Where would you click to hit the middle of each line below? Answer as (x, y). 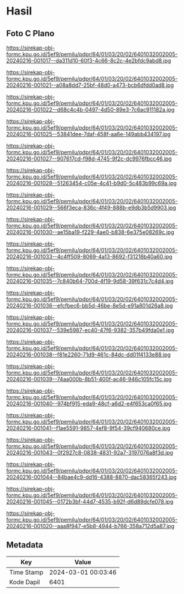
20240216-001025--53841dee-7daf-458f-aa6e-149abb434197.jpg (88, 134)
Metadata (25, 545)
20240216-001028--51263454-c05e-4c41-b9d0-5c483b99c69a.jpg (92, 183)
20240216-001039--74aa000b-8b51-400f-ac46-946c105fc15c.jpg (89, 379)
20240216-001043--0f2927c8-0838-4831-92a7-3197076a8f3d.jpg (90, 453)
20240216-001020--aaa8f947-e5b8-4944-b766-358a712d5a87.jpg (90, 526)
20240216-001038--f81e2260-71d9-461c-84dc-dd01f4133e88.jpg (89, 355)
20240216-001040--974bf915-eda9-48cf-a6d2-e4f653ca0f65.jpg (89, 403)
